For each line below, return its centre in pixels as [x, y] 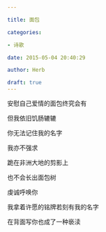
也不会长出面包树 [32, 177]
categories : [24, 32]
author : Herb [26, 70]
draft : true [24, 83]
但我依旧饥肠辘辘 [32, 118]
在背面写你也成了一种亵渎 [44, 222]
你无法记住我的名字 [35, 133]
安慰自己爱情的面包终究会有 [47, 103]
